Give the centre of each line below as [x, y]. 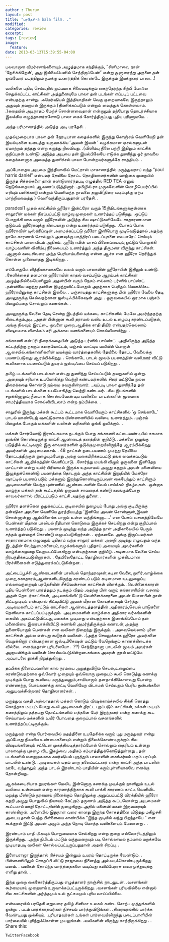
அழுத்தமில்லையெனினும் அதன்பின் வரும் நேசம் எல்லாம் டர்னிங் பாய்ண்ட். [75, 280]
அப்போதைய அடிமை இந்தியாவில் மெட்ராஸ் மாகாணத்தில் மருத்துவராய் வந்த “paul [84, 169]
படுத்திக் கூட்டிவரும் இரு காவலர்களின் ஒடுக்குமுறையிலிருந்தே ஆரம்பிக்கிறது [78, 444]
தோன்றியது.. [18, 773]
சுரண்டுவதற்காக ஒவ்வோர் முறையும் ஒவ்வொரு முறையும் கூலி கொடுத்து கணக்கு [81, 673]
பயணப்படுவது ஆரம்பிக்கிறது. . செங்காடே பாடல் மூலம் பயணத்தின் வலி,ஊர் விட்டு [84, 357]
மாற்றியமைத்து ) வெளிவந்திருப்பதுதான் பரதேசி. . [52, 198]
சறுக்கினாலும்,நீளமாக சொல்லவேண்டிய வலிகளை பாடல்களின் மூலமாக [72, 396]
